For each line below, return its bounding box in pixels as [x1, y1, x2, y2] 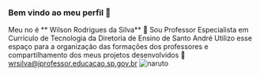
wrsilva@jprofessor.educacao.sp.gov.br [8, 59, 138, 68]
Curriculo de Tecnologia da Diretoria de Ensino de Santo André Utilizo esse [8, 33, 253, 43]
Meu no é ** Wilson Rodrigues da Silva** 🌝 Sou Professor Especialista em [8, 25, 249, 35]
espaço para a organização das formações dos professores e [8, 42, 209, 51]
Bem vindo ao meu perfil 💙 [8, 7, 111, 18]
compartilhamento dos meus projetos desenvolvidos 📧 [8, 51, 186, 60]
